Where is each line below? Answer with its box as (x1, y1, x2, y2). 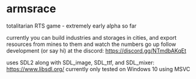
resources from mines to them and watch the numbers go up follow (6, 40, 176, 48)
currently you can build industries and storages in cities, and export (6, 34, 177, 41)
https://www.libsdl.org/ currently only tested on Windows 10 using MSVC (6, 65, 190, 72)
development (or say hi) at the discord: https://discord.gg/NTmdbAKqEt (6, 47, 187, 54)
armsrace (6, 2, 56, 16)
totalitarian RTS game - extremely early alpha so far (6, 22, 137, 29)
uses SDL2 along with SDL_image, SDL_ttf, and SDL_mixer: (6, 59, 155, 66)
